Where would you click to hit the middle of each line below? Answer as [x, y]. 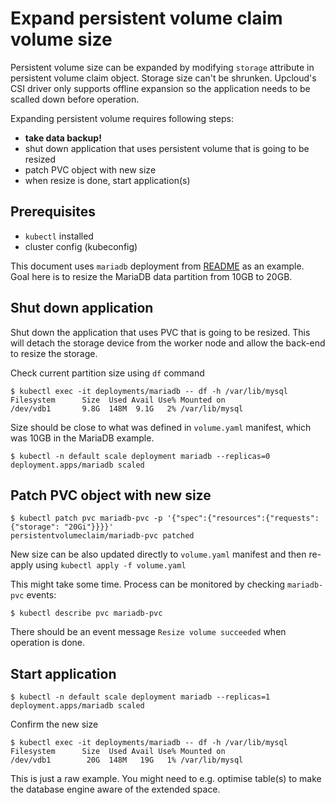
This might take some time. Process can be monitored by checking [148, 584]
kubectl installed [59, 236]
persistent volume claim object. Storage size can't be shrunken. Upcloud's [163, 78]
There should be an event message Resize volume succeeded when [148, 632]
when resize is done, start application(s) [107, 180]
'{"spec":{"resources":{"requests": [243, 518]
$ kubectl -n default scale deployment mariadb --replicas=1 [140, 697]
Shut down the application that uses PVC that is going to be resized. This [160, 332]
